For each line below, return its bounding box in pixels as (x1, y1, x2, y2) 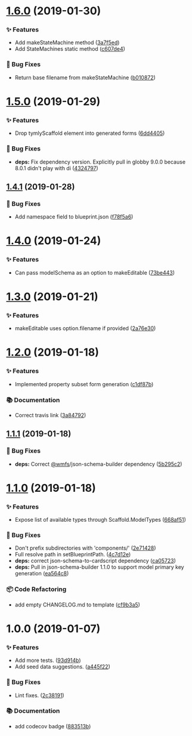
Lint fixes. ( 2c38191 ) (14, 691, 64, 699)
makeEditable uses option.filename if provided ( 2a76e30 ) (14, 325, 156, 332)
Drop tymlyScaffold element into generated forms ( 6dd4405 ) (14, 130, 165, 137)
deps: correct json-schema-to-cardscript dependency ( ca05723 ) (14, 557, 176, 565)
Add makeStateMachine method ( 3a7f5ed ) (14, 39, 120, 46)
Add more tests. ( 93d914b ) (14, 657, 82, 664)
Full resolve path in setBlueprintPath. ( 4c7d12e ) (14, 551, 131, 558)
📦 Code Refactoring (6, 585, 67, 593)
